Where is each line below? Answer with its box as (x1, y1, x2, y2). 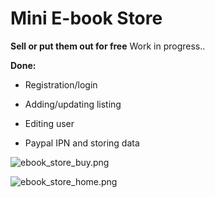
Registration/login (24, 78, 98, 91)
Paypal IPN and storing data (24, 137, 140, 149)
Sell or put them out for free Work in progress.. (10, 40, 206, 52)
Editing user (24, 117, 75, 129)
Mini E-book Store (10, 7, 163, 30)
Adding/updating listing (24, 98, 122, 110)
